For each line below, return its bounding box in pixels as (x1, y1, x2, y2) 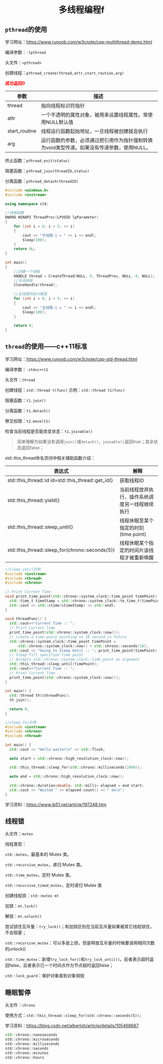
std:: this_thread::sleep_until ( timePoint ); (9, 662, 98, 667)
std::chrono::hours (5, 1055, 45, 1060)
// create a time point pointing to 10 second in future (9, 634, 127, 639)
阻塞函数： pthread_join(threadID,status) (5, 168, 90, 174)
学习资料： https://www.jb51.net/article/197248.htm (5, 802, 107, 807)
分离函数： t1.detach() (5, 408, 50, 413)
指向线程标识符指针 (41, 102, 85, 109)
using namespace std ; (5, 201, 49, 206)
